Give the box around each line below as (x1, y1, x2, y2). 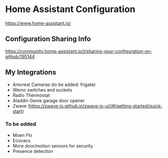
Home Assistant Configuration (5, 4, 136, 15)
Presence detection (12, 148, 53, 154)
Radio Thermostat (12, 92, 50, 98)
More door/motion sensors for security (12, 142, 93, 149)
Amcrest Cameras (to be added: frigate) (12, 82, 96, 88)
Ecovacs (12, 137, 31, 143)
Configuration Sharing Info (5, 35, 91, 43)
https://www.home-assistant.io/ (5, 20, 72, 26)
